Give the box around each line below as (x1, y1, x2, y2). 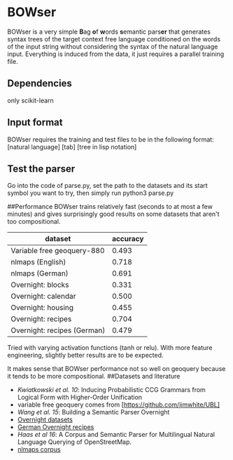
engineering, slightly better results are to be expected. (7, 351, 164, 360)
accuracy (111, 234, 144, 244)
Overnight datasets (17, 415, 73, 424)
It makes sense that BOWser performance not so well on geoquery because (7, 365, 226, 373)
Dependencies (7, 78, 72, 90)
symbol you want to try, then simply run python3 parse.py (7, 189, 174, 197)
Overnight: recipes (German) (10, 325, 106, 335)
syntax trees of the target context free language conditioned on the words (7, 34, 221, 43)
